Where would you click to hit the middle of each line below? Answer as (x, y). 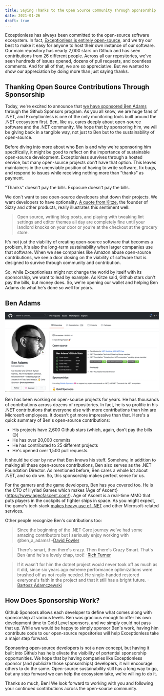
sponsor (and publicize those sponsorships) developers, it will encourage (79, 663)
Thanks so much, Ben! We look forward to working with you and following (79, 683)
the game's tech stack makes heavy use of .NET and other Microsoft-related (82, 505)
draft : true (17, 21)
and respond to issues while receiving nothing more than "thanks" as (74, 173)
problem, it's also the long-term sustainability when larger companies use (79, 247)
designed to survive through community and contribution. (63, 263)
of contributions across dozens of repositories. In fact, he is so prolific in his (82, 404)
